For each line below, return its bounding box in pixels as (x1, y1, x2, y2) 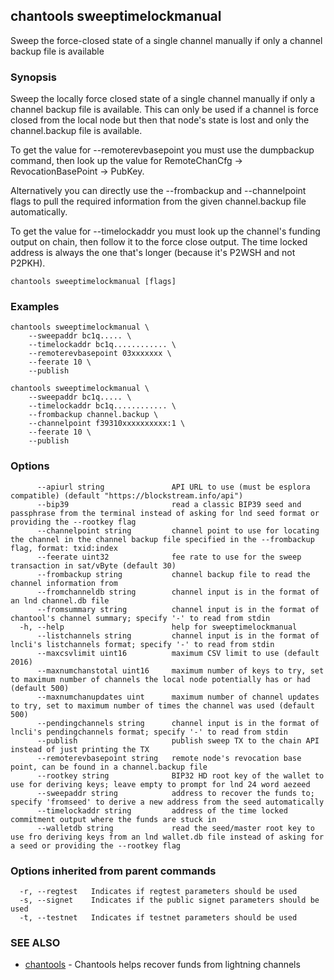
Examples (10, 300, 60, 314)
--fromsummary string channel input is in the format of (36, 604, 320, 614)
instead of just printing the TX (10, 744, 150, 754)
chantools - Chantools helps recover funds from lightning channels (24, 959, 301, 971)
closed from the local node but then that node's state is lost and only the (10, 114, 310, 126)
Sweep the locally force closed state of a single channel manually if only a (10, 93, 316, 105)
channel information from (10, 578, 118, 588)
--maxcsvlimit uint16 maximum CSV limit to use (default (36, 648, 320, 658)
